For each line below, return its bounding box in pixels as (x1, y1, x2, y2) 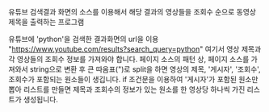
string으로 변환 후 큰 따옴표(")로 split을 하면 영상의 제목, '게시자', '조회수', (29, 64, 261, 74)
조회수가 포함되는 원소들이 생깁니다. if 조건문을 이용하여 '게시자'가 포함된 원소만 (8, 75, 258, 84)
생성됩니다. (23, 95, 59, 104)
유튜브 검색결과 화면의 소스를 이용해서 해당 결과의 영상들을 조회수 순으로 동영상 (8, 7, 257, 16)
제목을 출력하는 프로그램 (8, 17, 85, 27)
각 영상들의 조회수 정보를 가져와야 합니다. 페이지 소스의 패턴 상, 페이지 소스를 (8, 55, 250, 64)
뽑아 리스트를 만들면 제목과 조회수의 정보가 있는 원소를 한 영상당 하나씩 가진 (8, 85, 246, 94)
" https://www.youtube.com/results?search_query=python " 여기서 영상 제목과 (8, 44, 262, 54)
